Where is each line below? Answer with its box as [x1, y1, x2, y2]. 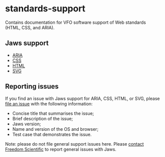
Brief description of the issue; [12, 115, 73, 121]
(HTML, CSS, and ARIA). [5, 24, 55, 30]
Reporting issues [5, 82, 59, 91]
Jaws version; [12, 121, 41, 127]
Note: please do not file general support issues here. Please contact [5, 141, 144, 147]
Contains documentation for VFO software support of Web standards [5, 19, 146, 25]
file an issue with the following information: [5, 101, 93, 106]
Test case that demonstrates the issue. [12, 131, 92, 137]
